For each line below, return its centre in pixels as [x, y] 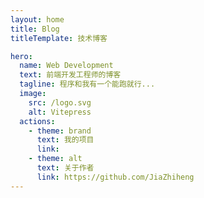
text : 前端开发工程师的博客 [70, 75]
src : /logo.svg [60, 102]
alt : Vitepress [60, 112]
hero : [21, 56]
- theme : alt [55, 159]
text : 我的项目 [65, 140]
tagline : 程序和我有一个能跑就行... [87, 84]
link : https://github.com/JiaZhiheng [115, 177]
